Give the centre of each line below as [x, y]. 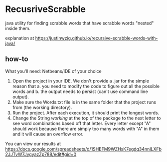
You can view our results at [33, 143]
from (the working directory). [42, 107]
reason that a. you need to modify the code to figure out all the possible [86, 86]
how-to [17, 59]
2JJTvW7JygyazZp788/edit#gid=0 [41, 154]
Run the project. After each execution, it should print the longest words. [86, 112]
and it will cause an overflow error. [48, 134]
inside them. [18, 28]
